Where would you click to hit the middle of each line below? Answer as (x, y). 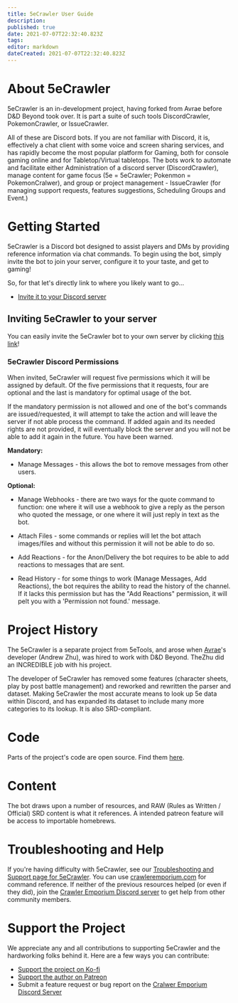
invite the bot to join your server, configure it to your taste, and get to (108, 261)
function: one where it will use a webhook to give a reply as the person (121, 506)
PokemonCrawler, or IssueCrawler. (58, 123)
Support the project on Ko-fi (59, 969)
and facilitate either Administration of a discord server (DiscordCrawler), (113, 167)
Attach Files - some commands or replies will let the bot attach (109, 536)
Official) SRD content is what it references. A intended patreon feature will (115, 813)
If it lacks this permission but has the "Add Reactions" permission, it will (122, 593)
